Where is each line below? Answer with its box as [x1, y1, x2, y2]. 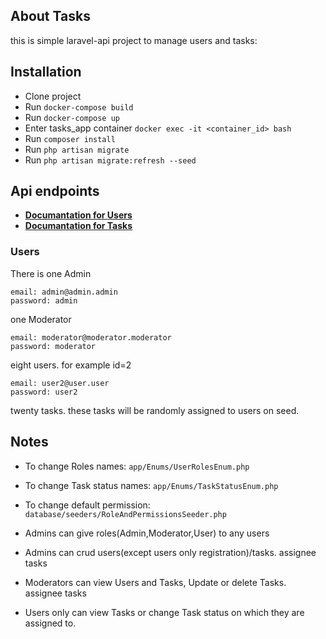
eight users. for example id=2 [10, 359, 132, 371]
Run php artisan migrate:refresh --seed [24, 154, 197, 166]
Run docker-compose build [24, 100, 134, 113]
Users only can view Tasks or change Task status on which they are [24, 606, 305, 618]
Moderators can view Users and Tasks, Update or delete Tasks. [24, 576, 287, 588]
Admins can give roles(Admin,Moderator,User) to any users [24, 527, 270, 539]
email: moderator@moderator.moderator [10, 332, 172, 343]
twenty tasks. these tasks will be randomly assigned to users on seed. [10, 404, 300, 416]
